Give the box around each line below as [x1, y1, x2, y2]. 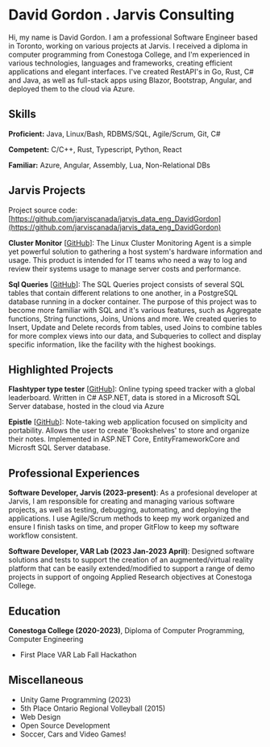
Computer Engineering [8, 635, 84, 644]
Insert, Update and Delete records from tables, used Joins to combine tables [8, 322, 263, 332]
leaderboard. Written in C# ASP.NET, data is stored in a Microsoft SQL [8, 393, 241, 403]
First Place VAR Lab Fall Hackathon [19, 650, 137, 660]
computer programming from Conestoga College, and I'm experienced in [8, 49, 251, 59]
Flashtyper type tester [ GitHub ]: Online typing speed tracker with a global [8, 384, 255, 394]
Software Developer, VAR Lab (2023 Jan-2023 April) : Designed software [8, 547, 255, 556]
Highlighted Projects [8, 362, 114, 377]
